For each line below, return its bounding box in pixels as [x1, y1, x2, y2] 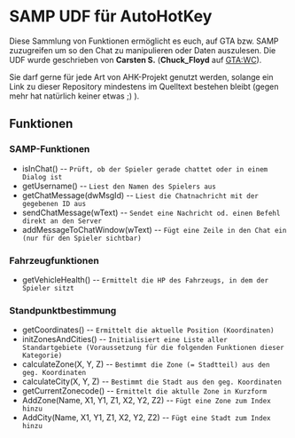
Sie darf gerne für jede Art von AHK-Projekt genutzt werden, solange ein [9, 71, 274, 82]
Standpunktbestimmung [9, 304, 117, 316]
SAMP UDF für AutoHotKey [9, 6, 213, 27]
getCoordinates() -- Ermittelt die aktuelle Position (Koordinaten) [21, 324, 275, 335]
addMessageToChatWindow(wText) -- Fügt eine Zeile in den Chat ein [21, 224, 287, 235]
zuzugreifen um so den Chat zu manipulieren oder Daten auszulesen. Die [9, 44, 276, 55]
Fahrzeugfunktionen [9, 254, 99, 267]
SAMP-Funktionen [9, 143, 90, 155]
